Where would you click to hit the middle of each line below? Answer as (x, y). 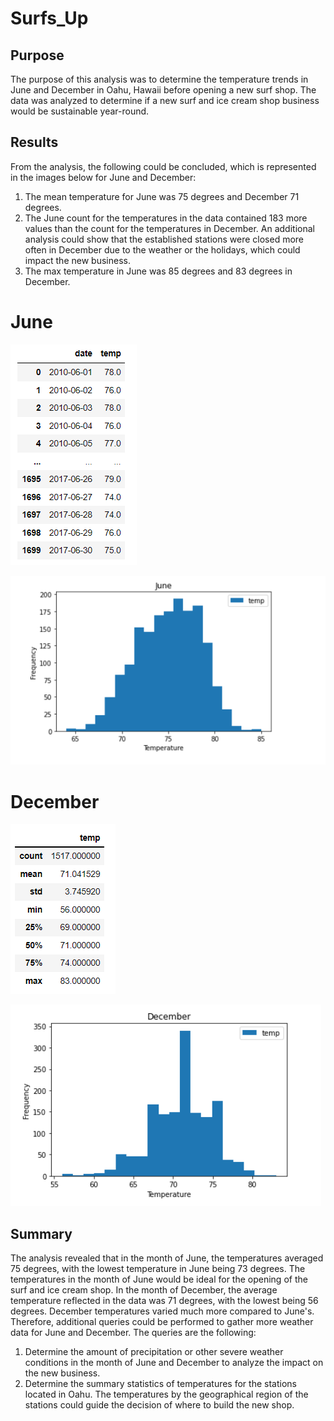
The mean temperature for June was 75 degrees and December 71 (162, 196)
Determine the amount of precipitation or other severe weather (154, 1352)
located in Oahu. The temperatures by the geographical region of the (166, 1394)
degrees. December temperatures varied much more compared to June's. (162, 1311)
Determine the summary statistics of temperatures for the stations (160, 1384)
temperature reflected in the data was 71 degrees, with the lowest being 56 (164, 1301)
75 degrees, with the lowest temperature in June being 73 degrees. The (158, 1269)
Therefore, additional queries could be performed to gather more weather (162, 1322)
